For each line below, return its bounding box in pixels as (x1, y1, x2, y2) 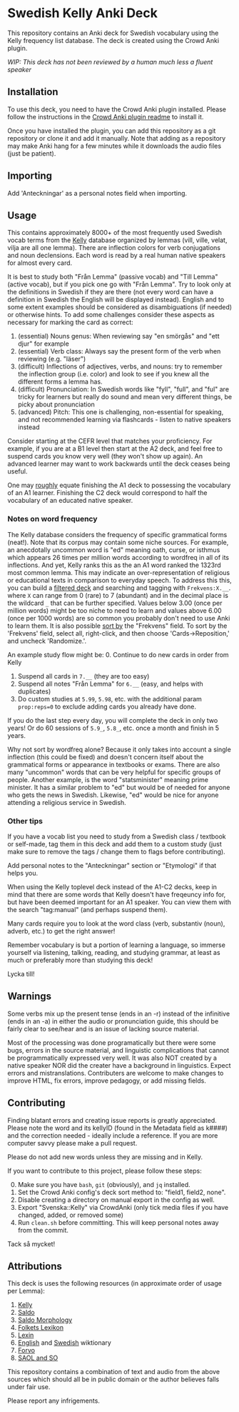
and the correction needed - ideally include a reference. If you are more (7, 1131, 218, 1140)
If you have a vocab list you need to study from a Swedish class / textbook (7, 832, 226, 841)
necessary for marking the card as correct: (7, 318, 133, 326)
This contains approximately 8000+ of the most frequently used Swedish (7, 229, 223, 237)
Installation (7, 86, 59, 98)
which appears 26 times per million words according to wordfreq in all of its (7, 553, 230, 561)
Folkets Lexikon (17, 1323, 64, 1332)
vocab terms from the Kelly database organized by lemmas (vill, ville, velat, (7, 236, 228, 244)
